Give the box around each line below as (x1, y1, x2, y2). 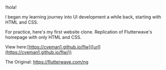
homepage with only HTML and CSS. (5, 34, 82, 40)
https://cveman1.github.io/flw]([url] (29, 44, 101, 49)
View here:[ (5, 44, 29, 49)
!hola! (5, 4, 17, 10)
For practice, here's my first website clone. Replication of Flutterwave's (5, 29, 152, 34)
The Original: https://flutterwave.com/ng (5, 59, 89, 64)
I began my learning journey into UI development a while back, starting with (5, 14, 161, 19)
